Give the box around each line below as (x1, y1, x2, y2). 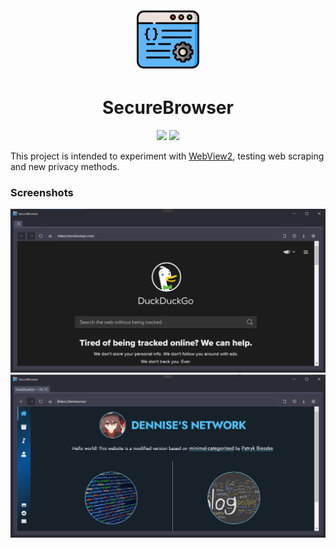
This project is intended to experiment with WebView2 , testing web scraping (10, 150, 325, 162)
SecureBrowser (102, 97, 234, 119)
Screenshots (10, 185, 74, 199)
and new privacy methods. (10, 160, 120, 172)
